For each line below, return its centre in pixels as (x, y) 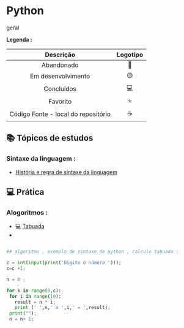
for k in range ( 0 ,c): (34, 291)
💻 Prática (25, 192)
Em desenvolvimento (60, 76)
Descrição (60, 55)
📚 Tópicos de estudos (50, 138)
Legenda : (19, 39)
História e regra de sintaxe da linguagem (66, 172)
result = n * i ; (35, 302)
